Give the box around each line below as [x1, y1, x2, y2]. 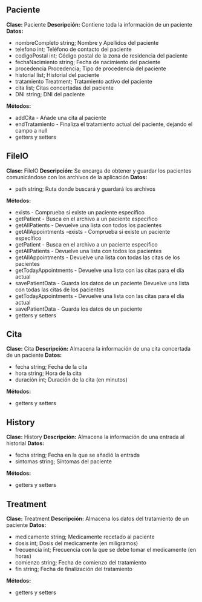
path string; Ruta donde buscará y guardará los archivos [15, 185, 156, 193]
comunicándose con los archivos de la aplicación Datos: [6, 173, 148, 180]
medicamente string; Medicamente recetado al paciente [15, 533, 155, 541]
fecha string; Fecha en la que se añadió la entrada [15, 451, 140, 459]
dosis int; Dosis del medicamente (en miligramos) [15, 540, 138, 547]
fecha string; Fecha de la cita [15, 363, 88, 371]
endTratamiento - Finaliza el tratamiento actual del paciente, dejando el [15, 121, 193, 128]
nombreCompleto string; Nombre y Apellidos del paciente [15, 39, 159, 46]
